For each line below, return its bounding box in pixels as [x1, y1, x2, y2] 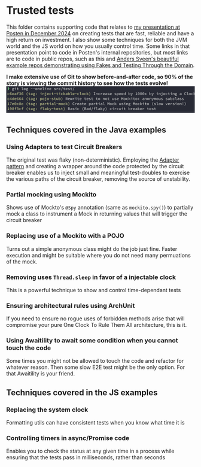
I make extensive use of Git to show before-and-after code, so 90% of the [6, 73, 193, 80]
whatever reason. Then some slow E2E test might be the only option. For [6, 363, 185, 371]
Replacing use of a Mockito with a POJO [6, 232, 124, 240]
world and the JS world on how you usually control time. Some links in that [6, 43, 190, 50]
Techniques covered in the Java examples [6, 125, 166, 135]
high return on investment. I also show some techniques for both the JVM [6, 36, 187, 43]
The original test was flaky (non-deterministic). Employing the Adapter [6, 156, 179, 163]
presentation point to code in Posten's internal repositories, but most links [6, 48, 188, 56]
